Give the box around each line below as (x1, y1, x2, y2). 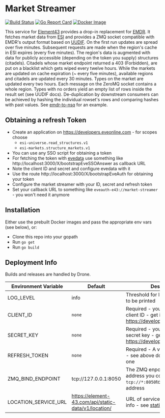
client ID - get (126, 311, 158, 318)
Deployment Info (5, 258, 57, 267)
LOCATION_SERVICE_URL (7, 399, 67, 406)
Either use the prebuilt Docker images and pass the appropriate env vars (5, 219, 152, 225)
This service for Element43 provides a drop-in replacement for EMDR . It (5, 28, 151, 34)
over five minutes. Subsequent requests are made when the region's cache (5, 44, 157, 50)
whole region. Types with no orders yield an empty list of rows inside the (5, 86, 152, 92)
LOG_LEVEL (7, 294, 35, 301)
